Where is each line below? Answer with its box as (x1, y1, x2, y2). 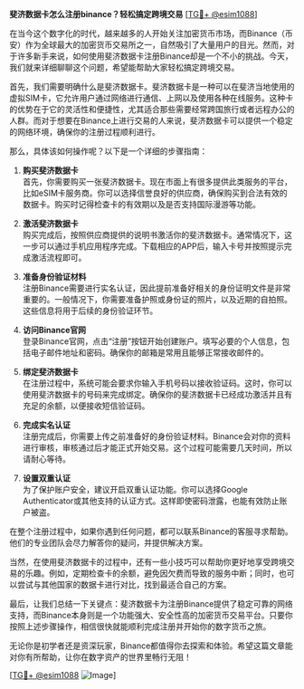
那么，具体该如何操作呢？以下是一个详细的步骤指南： (9, 146, 208, 157)
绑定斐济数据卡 (22, 367, 79, 377)
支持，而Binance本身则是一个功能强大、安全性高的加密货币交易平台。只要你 (9, 610, 294, 620)
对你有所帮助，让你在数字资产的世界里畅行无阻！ (9, 652, 192, 662)
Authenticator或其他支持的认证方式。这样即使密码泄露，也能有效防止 (22, 495, 280, 506)
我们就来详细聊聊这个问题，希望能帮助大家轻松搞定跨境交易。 (9, 62, 240, 72)
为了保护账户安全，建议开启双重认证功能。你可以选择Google (22, 484, 249, 494)
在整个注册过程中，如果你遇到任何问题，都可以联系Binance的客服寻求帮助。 (9, 526, 294, 537)
